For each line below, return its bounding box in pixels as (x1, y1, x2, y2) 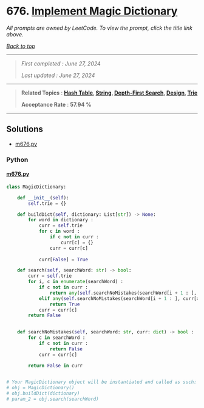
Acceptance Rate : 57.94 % (21, 101, 92, 108)
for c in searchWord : (28, 335, 86, 341)
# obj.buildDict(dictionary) (6, 390, 80, 396)
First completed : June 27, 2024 (21, 59, 101, 67)
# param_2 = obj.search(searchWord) (6, 396, 99, 402)
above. (6, 30, 24, 38)
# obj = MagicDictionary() (6, 385, 75, 391)
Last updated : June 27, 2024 (21, 72, 95, 79)
